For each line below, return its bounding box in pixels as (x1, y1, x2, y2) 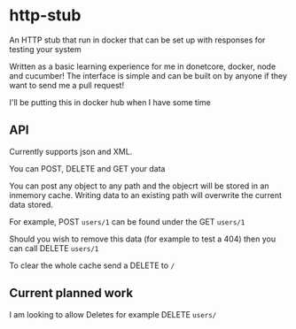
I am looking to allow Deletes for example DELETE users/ (9, 309, 217, 319)
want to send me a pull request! (9, 80, 125, 90)
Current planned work (9, 286, 134, 301)
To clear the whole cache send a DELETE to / (9, 260, 175, 271)
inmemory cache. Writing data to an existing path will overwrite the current (9, 189, 282, 200)
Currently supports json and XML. (9, 146, 133, 157)
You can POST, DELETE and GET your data (9, 163, 166, 173)
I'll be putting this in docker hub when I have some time (9, 96, 211, 107)
